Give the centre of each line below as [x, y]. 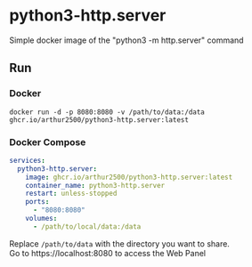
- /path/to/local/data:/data [87, 227]
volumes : [41, 219]
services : [28, 160]
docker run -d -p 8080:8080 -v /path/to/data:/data [107, 112]
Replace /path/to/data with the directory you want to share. [119, 243]
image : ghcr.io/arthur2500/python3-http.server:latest [129, 177]
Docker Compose [48, 142]
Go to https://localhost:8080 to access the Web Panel [108, 253]
